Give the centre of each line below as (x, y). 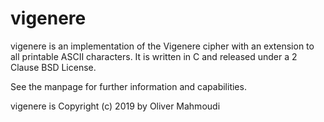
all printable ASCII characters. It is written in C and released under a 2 (154, 56)
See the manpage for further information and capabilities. (128, 86)
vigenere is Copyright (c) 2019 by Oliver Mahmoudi (115, 106)
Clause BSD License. (53, 67)
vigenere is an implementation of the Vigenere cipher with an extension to (162, 46)
